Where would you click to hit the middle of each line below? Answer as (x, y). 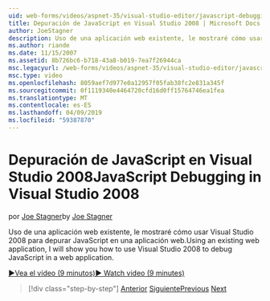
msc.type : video (35, 75)
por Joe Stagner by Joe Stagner (61, 216)
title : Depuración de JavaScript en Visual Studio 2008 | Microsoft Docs (135, 23)
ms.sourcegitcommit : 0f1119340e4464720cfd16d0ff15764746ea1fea (117, 90)
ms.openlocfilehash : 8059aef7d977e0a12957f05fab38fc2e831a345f (117, 83)
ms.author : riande (39, 46)
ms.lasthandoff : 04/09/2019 (55, 113)
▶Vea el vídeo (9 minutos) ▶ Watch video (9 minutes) (96, 273)
